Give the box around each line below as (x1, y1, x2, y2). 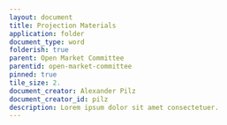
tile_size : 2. (9, 78, 62, 87)
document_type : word (9, 37, 86, 47)
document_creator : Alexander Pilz (9, 86, 137, 95)
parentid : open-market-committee (9, 62, 132, 71)
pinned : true (9, 70, 57, 79)
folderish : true (9, 46, 69, 55)
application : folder (9, 29, 86, 38)
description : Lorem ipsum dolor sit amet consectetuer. (9, 103, 219, 112)
